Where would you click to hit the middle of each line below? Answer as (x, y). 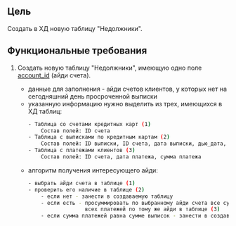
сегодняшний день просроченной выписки (93, 96)
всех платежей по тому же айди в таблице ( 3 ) (152, 209)
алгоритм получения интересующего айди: (93, 170)
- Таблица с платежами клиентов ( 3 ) (81, 151)
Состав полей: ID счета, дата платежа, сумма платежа (121, 157)
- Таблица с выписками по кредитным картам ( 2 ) (99, 137)
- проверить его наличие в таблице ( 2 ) (86, 189)
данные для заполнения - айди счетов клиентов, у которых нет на (127, 89)
